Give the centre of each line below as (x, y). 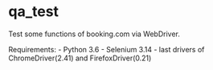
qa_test (33, 12)
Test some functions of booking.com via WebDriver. (94, 34)
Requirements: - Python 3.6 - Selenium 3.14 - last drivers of (106, 49)
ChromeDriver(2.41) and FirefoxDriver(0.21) (80, 58)
